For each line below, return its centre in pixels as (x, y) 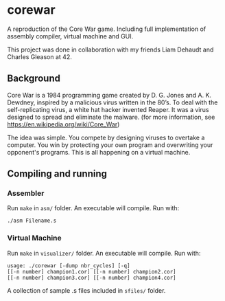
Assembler (26, 193)
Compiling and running (57, 174)
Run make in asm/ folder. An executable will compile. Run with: (93, 208)
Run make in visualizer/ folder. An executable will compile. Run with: (104, 253)
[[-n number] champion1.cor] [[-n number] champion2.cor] (92, 271)
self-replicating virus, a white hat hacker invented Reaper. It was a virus (108, 109)
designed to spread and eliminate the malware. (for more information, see (111, 117)
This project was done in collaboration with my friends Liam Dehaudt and (110, 49)
